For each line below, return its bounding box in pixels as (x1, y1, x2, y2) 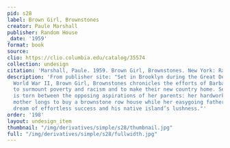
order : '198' (7, 111, 44, 118)
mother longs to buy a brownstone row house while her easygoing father (13, 99, 225, 106)
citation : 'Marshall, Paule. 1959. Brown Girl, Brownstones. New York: (7, 67, 216, 74)
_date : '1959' (7, 35, 48, 42)
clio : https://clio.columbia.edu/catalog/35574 (7, 55, 146, 61)
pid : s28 (7, 10, 32, 17)
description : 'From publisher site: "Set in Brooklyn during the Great (7, 73, 216, 80)
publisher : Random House (7, 29, 78, 36)
